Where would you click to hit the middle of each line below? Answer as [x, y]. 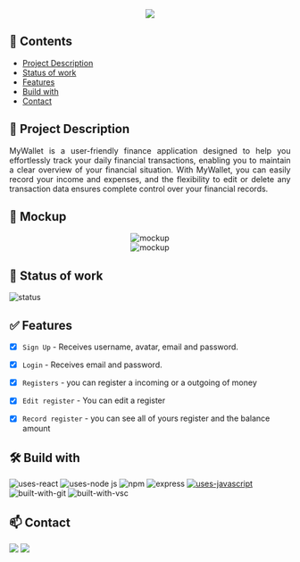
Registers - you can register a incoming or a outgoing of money [139, 382]
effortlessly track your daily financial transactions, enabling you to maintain [150, 160]
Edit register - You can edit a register [94, 400]
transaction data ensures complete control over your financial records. [139, 189]
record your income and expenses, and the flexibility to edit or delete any [150, 179]
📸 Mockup [38, 217]
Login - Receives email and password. [92, 365]
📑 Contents [41, 42]
